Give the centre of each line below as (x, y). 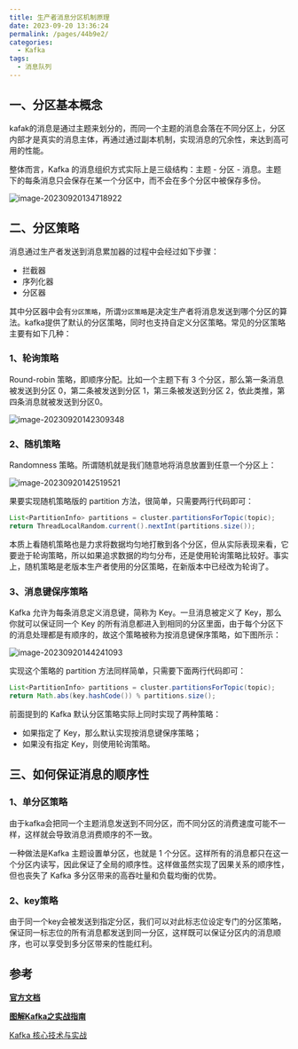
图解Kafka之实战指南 (48, 1016)
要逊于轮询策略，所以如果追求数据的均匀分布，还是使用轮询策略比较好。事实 (149, 555)
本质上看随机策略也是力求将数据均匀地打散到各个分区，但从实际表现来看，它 (149, 544)
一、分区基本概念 (56, 105)
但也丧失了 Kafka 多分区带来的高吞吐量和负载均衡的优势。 (115, 875)
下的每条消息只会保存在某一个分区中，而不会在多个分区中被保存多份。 (137, 180)
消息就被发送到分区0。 (66, 401)
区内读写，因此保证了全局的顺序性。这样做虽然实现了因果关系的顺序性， (157, 864)
